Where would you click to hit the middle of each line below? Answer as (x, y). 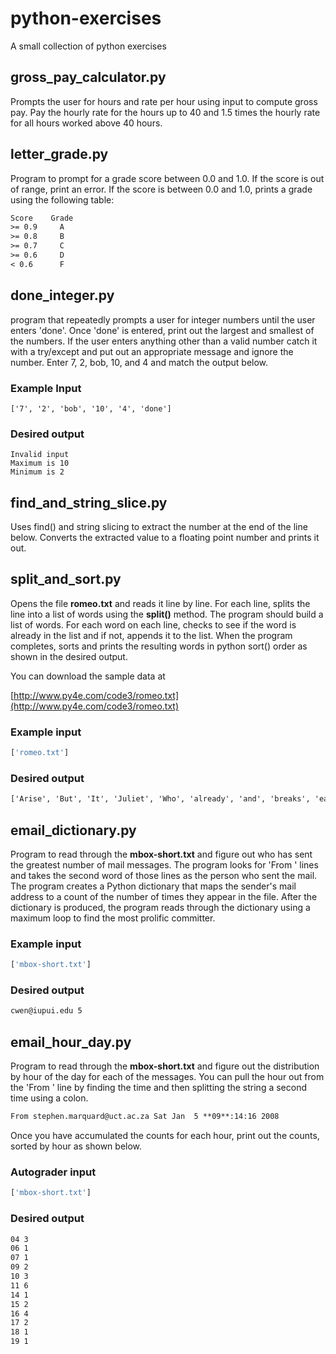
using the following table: (62, 199)
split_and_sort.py (66, 579)
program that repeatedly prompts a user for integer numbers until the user (163, 319)
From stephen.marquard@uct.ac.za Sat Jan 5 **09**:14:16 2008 (145, 1117)
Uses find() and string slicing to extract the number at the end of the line (159, 527)
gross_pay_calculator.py (88, 77)
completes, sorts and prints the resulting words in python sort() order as (159, 646)
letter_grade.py (59, 154)
